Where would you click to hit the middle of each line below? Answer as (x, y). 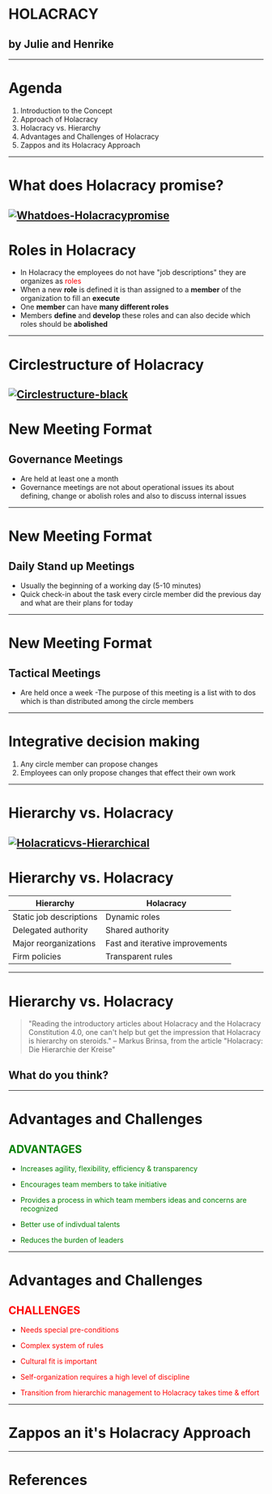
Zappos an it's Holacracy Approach (130, 1433)
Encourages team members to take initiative (93, 1184)
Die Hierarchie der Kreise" (72, 1050)
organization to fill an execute (70, 298)
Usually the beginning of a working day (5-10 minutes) (110, 586)
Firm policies (37, 956)
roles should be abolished (64, 324)
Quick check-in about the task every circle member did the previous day (140, 595)
